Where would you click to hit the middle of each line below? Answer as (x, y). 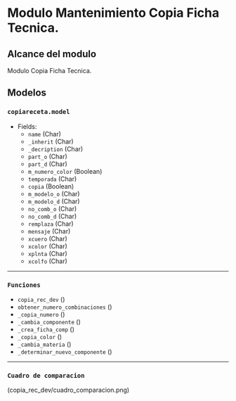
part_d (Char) (48, 164)
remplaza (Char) (51, 224)
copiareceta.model (39, 112)
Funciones (24, 285)
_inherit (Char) (51, 141)
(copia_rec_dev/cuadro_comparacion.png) (68, 390)
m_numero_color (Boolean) (65, 171)
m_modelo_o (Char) (54, 193)
